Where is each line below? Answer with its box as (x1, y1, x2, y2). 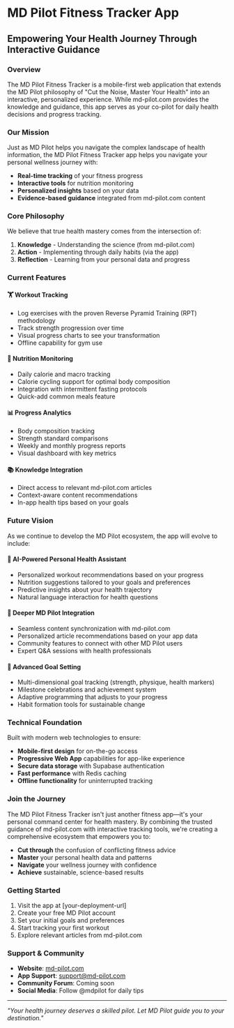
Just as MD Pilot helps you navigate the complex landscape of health (7, 143, 205, 151)
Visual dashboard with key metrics (17, 449, 117, 457)
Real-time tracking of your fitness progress (17, 172, 143, 180)
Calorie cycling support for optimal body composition (17, 377, 171, 385)
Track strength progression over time (17, 323, 124, 332)
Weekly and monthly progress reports (17, 442, 126, 449)
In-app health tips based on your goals (17, 498, 129, 507)
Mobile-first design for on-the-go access (17, 747, 138, 755)
